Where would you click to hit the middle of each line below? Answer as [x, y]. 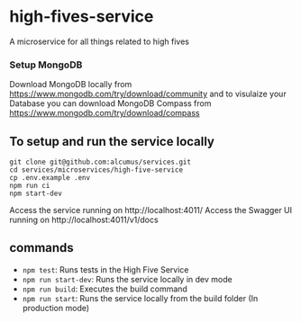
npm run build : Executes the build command [105, 289]
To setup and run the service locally [112, 141]
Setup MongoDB [46, 65]
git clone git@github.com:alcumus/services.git [100, 162]
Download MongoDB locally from [71, 85]
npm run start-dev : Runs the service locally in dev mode [127, 279]
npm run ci [30, 186]
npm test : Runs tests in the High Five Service [105, 269]
